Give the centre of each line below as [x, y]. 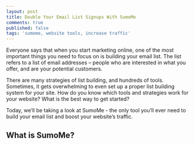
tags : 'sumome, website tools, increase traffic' [69, 34]
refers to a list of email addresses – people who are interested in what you [96, 63]
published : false [27, 28]
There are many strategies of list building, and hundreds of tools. [85, 81]
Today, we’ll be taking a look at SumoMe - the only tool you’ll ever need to [96, 110]
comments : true [25, 22]
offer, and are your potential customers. [54, 69]
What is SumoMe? [40, 135]
